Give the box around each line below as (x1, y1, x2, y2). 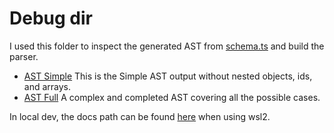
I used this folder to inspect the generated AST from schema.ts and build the (9, 40, 325, 52)
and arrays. (23, 80, 72, 92)
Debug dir (9, 7, 93, 30)
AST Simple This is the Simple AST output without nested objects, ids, (23, 70, 313, 82)
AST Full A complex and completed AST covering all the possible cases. (23, 91, 321, 103)
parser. (9, 50, 39, 62)
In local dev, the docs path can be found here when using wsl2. (9, 110, 271, 122)
